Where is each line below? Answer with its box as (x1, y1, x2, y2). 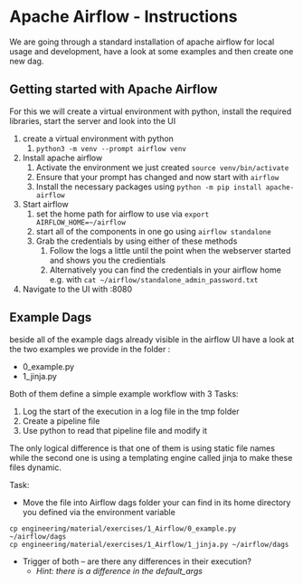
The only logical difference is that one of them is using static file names (9, 442, 276, 454)
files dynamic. (9, 462, 62, 473)
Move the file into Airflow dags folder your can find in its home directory (22, 496, 291, 508)
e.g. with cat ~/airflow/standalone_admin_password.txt (49, 273, 259, 284)
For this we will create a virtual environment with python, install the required (9, 106, 292, 117)
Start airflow (22, 198, 70, 209)
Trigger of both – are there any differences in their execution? (22, 555, 251, 567)
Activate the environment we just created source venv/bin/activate (35, 161, 289, 173)
